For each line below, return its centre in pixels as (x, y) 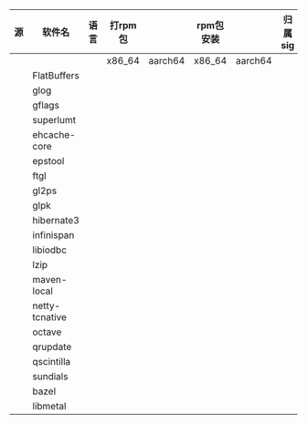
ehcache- (54, 134)
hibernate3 (56, 220)
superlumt (54, 120)
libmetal (49, 406)
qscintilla (52, 362)
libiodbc (49, 250)
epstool (48, 161)
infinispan (53, 235)
